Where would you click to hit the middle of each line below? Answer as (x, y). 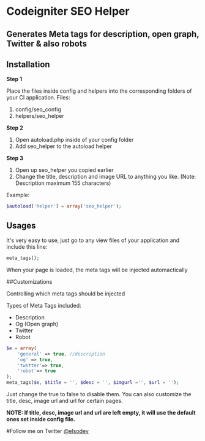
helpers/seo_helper (39, 116)
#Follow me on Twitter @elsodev (47, 431)
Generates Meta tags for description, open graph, (103, 34)
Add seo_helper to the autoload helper (63, 146)
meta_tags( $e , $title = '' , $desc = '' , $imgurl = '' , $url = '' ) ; (93, 383)
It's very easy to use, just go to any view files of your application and (93, 240)
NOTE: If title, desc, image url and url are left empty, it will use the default (101, 413)
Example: (18, 195)
